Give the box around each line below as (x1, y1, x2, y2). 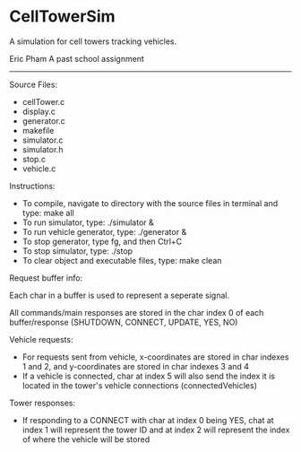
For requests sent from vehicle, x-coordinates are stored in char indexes (21, 352, 289, 362)
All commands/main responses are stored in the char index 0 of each (9, 307, 264, 317)
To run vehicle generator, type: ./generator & (21, 226, 187, 237)
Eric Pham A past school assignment (9, 53, 145, 64)
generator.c (21, 115, 65, 126)
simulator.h (21, 143, 64, 154)
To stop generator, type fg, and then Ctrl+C (21, 236, 183, 247)
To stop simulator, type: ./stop (21, 245, 133, 256)
